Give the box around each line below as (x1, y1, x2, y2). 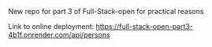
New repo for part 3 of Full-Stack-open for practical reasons (8, 7, 204, 16)
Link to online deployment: (8, 22, 95, 31)
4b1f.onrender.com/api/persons (8, 31, 110, 39)
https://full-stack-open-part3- (95, 22, 193, 31)
